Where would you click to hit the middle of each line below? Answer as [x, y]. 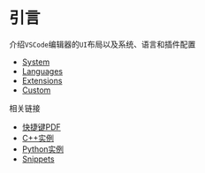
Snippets [38, 159]
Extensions [42, 80]
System [36, 62]
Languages [42, 71]
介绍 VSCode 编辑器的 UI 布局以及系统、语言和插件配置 [102, 44]
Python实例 [43, 149]
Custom [36, 90]
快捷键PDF [42, 127]
